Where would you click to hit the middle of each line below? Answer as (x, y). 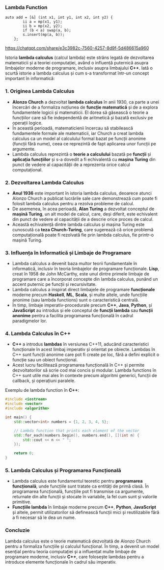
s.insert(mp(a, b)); (44, 35)
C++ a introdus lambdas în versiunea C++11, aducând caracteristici (80, 344)
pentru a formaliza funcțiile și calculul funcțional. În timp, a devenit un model (82, 546)
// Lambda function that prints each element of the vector (77, 431)
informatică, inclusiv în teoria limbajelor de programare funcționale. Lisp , (86, 269)
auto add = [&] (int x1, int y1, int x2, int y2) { (59, 18)
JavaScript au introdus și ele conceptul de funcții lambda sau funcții (82, 310)
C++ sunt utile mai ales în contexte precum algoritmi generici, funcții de (84, 376)
